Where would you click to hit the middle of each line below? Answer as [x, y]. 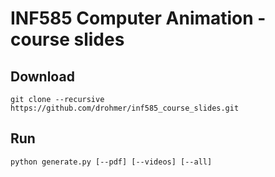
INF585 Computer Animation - [138, 18]
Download [42, 76]
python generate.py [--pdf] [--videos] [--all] [111, 162]
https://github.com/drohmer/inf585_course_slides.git [125, 108]
